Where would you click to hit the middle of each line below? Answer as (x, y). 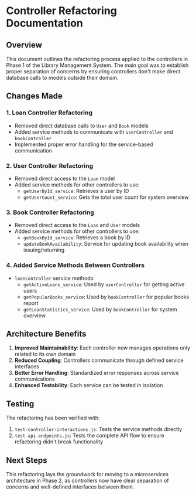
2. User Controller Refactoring (50, 165)
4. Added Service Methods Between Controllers (75, 265)
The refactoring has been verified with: (53, 418)
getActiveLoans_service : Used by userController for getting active (104, 284)
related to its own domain (45, 354)
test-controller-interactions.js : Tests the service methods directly (98, 429)
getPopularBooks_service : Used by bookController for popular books (106, 297)
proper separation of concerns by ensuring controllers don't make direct (93, 71)
